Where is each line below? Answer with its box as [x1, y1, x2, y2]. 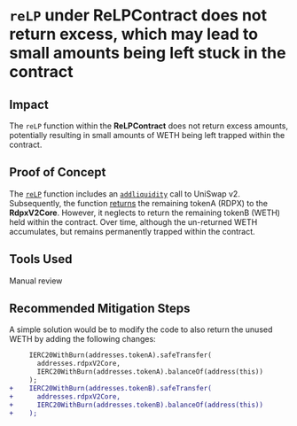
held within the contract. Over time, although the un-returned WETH [9, 216, 258, 227]
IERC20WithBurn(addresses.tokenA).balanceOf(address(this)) [36, 368, 264, 376]
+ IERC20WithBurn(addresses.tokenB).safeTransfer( [9, 383, 213, 392]
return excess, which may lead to [9, 24, 259, 44]
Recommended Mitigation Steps [9, 301, 191, 316]
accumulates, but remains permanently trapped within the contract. [9, 226, 255, 236]
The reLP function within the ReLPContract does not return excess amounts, [9, 120, 289, 131]
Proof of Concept [9, 165, 106, 180]
